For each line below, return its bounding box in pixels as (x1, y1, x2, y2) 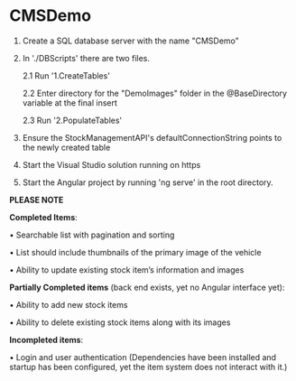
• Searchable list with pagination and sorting (9, 229, 175, 240)
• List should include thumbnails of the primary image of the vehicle (9, 246, 262, 257)
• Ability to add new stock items (9, 299, 128, 310)
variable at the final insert (22, 97, 117, 108)
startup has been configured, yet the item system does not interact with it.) (9, 361, 288, 372)
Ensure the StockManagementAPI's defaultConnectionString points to (22, 132, 282, 143)
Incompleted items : (9, 334, 84, 345)
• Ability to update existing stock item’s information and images (9, 264, 245, 275)
